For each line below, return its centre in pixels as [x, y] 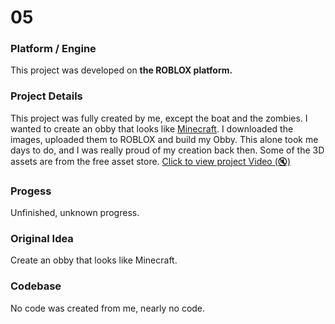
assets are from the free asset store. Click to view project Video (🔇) [151, 161]
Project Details [46, 96]
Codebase [36, 286]
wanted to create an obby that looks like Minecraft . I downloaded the [152, 128]
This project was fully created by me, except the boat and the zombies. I [159, 118]
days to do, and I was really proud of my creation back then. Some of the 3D [167, 150]
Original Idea [42, 238]
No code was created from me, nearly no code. [108, 308]
